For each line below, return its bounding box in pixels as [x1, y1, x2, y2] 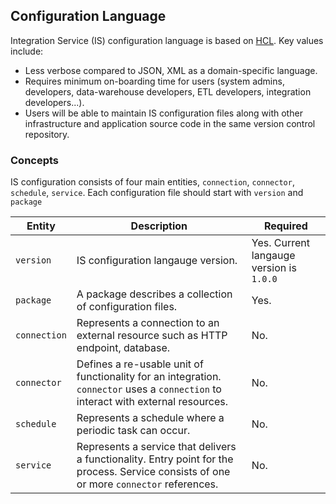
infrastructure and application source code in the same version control [24, 117, 316, 129]
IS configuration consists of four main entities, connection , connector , [10, 176, 295, 188]
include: [10, 45, 44, 57]
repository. [24, 128, 70, 140]
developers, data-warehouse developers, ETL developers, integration [24, 85, 312, 98]
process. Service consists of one [76, 465, 231, 479]
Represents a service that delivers [76, 440, 237, 454]
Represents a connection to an [76, 316, 220, 330]
